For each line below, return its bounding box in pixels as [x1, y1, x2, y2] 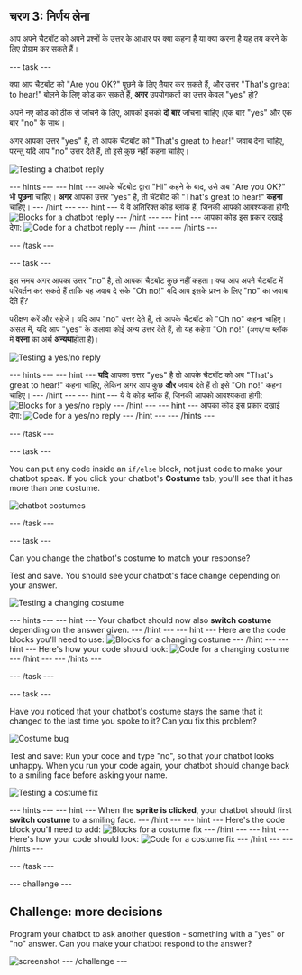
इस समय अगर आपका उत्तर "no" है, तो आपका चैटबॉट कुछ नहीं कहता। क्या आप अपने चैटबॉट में [9, 275, 284, 286]
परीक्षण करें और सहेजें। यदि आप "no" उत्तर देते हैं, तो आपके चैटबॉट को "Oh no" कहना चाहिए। [9, 313, 287, 324]
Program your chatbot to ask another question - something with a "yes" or [9, 928, 286, 939]
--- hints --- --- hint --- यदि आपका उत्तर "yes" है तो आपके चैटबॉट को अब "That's [9, 369, 274, 380]
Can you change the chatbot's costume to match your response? [9, 553, 251, 563]
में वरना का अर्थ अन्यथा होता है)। [9, 334, 100, 345]
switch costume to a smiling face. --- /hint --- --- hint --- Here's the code [9, 814, 286, 825]
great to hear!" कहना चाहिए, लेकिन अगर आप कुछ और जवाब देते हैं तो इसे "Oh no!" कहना [9, 379, 282, 390]
